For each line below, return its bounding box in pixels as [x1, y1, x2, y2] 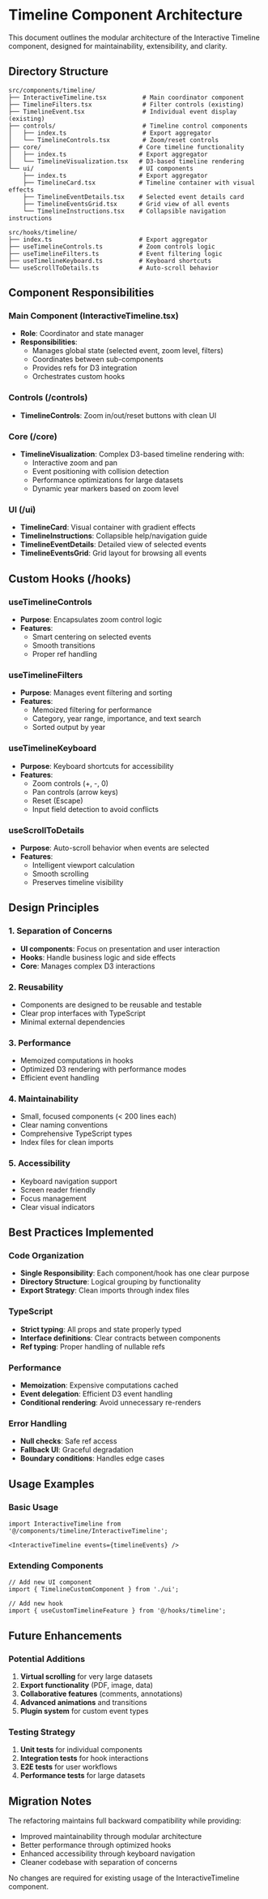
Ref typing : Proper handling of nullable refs [19, 1341, 166, 1351]
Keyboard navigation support [19, 1176, 117, 1186]
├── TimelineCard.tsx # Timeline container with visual [23, 179, 255, 187]
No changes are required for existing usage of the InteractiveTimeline [8, 1873, 240, 1883]
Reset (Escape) [32, 796, 83, 805]
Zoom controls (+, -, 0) [32, 778, 109, 788]
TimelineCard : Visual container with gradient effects [19, 522, 196, 533]
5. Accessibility [8, 1158, 71, 1169]
